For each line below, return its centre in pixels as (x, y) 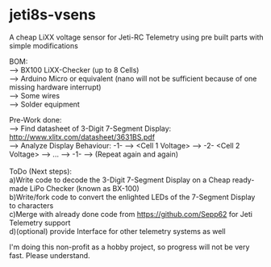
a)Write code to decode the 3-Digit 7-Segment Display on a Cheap (120, 180)
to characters (31, 205)
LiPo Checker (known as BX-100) (84, 188)
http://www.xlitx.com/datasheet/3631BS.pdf (82, 137)
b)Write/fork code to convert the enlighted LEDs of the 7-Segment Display (132, 197)
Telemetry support (40, 223)
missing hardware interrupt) (55, 87)
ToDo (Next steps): (40, 171)
